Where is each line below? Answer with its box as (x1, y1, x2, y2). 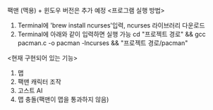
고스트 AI (17, 87, 43, 94)
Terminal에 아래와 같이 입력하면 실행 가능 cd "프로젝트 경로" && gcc (17, 30, 206, 38)
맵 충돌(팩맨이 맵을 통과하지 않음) (17, 95, 109, 104)
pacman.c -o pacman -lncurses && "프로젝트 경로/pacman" (17, 39, 188, 47)
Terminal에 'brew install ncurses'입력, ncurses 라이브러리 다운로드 (17, 21, 206, 30)
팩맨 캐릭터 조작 (17, 78, 61, 86)
